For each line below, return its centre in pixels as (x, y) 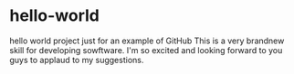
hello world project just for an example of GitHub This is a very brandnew (147, 41)
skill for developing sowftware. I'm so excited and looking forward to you (146, 50)
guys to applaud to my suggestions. (77, 60)
